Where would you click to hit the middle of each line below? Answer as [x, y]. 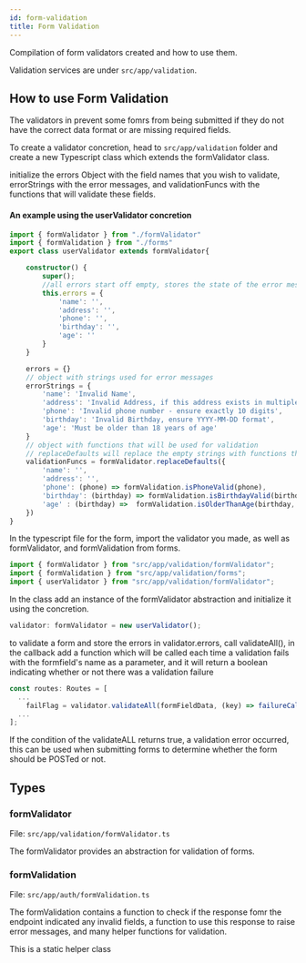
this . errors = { [73, 293]
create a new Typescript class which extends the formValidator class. [140, 157]
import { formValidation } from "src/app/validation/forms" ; [128, 573]
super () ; [59, 277]
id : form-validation [49, 18]
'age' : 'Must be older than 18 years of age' [130, 428]
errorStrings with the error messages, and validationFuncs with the [135, 185]
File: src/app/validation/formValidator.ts [90, 833]
